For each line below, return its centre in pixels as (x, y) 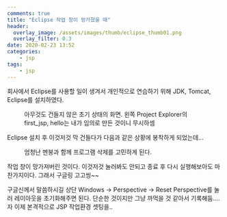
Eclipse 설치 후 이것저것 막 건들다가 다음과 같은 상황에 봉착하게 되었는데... (105, 137)
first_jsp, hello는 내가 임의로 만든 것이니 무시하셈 (90, 123)
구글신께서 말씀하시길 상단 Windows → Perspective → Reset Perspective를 (110, 190)
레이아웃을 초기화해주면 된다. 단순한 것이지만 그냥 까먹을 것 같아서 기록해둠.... (117, 198)
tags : (15, 64)
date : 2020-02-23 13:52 (41, 45)
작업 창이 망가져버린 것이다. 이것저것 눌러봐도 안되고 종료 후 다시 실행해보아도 (110, 166)
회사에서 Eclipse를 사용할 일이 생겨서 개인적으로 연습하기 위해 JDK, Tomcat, (109, 91)
